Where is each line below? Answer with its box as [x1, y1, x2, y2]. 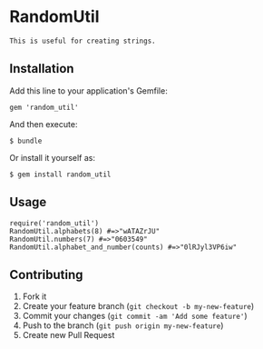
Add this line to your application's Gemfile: [9, 85, 168, 96]
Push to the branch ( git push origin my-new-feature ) [22, 320, 224, 331]
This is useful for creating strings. [9, 36, 156, 45]
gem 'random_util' [9, 103, 79, 112]
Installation [9, 61, 74, 76]
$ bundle [9, 136, 43, 145]
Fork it [22, 291, 47, 302]
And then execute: [9, 118, 78, 129]
